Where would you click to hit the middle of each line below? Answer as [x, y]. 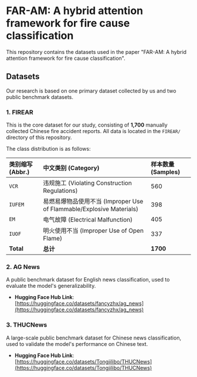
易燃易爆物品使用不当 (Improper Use [93, 202]
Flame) [53, 239]
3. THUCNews [27, 325]
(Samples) [165, 172]
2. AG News [23, 267]
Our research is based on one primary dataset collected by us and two [91, 91]
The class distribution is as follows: [48, 149]
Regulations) [60, 191]
